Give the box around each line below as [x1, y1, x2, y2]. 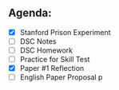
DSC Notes [19, 36, 57, 46]
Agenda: [8, 6, 52, 20]
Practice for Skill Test [19, 55, 90, 64]
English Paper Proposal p [19, 72, 103, 82]
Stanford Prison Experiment [19, 27, 111, 37]
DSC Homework [19, 45, 73, 55]
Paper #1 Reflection [19, 64, 85, 73]
